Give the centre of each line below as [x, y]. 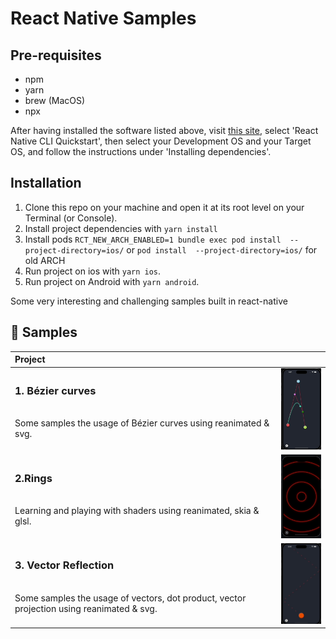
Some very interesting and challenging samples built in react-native [149, 301]
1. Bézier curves [55, 390]
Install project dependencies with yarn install [121, 228]
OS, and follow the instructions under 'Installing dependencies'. [141, 151]
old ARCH [45, 260]
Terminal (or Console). [71, 218]
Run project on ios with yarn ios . [93, 271]
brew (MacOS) [55, 100]
